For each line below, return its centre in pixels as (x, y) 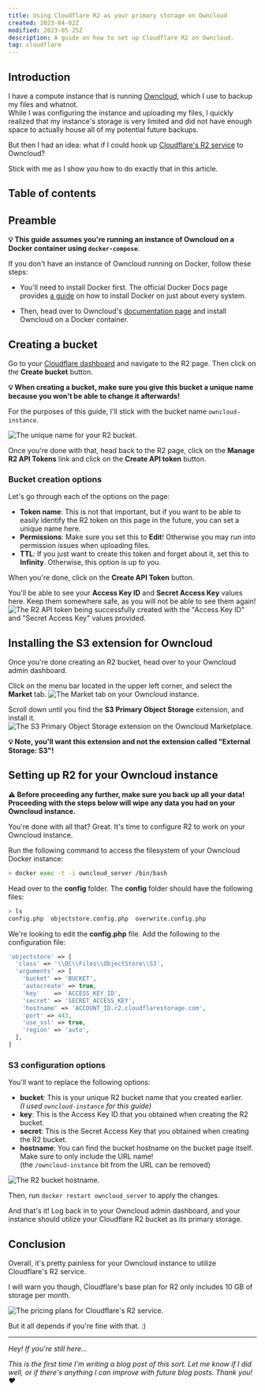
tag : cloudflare (35, 45)
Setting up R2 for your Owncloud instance (113, 775)
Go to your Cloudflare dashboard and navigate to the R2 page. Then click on (132, 363)
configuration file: (37, 942)
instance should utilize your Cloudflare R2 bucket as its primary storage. (125, 1220)
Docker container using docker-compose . (74, 248)
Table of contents (52, 193)
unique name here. (50, 529)
